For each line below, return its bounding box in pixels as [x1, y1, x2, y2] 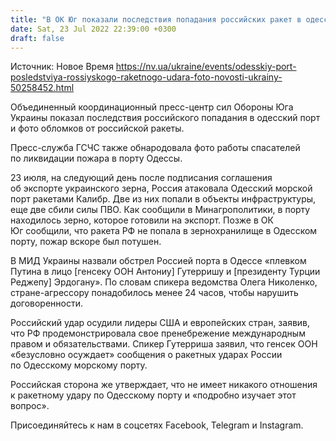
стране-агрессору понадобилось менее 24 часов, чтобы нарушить [10, 287, 299, 299]
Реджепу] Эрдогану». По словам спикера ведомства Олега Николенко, [10, 276, 318, 288]
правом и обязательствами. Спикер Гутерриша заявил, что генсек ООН [10, 338, 318, 350]
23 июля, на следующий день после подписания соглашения [10, 172, 273, 184]
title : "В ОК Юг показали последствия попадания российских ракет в [10, 14, 302, 25]
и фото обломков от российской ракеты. [10, 122, 185, 135]
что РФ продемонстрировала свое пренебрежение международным [10, 327, 306, 340]
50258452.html [10, 82, 75, 94]
